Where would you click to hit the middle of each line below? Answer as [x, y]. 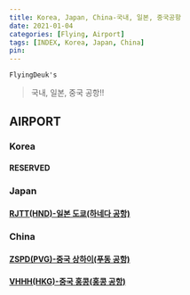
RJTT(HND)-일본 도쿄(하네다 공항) [70, 213]
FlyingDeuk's [33, 75]
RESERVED [30, 168]
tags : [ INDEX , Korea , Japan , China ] [77, 42]
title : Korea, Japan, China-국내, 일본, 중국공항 [95, 17]
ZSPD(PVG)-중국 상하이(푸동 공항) [70, 259]
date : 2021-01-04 [41, 26]
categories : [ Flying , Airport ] [67, 34]
